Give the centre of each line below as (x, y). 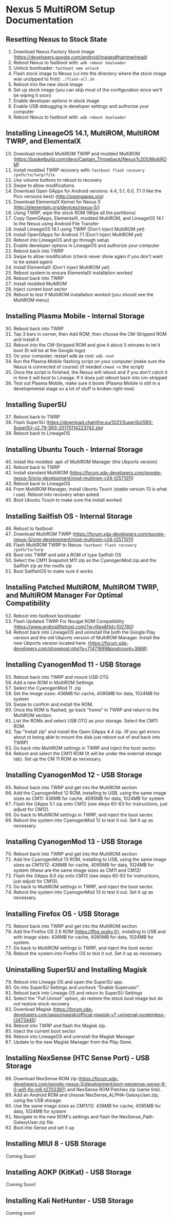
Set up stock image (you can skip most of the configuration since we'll (88, 90)
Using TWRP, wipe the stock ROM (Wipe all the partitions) (74, 213)
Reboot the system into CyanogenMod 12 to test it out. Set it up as (83, 820)
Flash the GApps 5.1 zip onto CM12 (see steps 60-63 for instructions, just (90, 804)
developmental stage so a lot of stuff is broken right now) (74, 388)
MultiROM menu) (31, 300)
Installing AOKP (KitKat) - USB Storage (69, 1172)
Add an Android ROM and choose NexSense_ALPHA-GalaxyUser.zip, (86, 1095)
